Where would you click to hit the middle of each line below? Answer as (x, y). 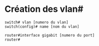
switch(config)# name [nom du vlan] (42, 26)
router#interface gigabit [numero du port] (50, 35)
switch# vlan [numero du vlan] (37, 22)
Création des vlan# (44, 9)
